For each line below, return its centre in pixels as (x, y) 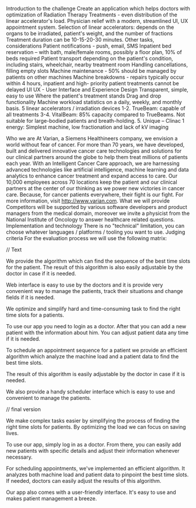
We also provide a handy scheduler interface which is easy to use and (91, 392)
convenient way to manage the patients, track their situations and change (94, 291)
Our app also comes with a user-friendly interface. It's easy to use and (91, 492)
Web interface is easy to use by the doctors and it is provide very (85, 285)
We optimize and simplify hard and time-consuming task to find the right (93, 309)
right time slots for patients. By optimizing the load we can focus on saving (96, 427)
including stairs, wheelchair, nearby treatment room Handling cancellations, (97, 65)
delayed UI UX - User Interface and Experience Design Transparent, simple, (97, 90)
